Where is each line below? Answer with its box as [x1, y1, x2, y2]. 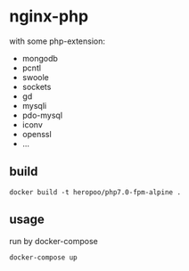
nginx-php [9, 6, 89, 27]
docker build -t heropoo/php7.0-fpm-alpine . [9, 187, 181, 197]
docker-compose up [9, 252, 78, 262]
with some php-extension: [9, 36, 105, 46]
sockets [21, 81, 52, 92]
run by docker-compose [9, 235, 98, 246]
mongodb [21, 53, 58, 63]
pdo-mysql [21, 110, 63, 120]
